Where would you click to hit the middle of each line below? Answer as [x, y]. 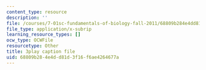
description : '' [27, 18]
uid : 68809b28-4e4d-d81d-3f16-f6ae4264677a [63, 57]
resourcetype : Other [33, 46]
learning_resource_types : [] [44, 35]
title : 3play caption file [41, 52]
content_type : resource [37, 12]
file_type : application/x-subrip [49, 29]
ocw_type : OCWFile [30, 40]
